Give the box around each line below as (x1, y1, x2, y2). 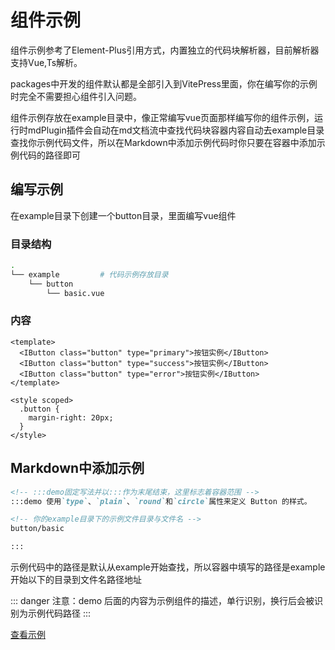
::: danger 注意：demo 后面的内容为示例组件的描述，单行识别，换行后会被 (10, 595, 315, 607)
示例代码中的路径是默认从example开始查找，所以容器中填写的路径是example (10, 561, 326, 573)
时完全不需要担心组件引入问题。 (10, 90, 142, 102)
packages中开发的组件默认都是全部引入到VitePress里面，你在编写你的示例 (10, 77, 318, 90)
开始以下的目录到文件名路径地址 (10, 574, 142, 586)
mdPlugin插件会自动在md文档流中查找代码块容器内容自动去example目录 (27, 124, 325, 136)
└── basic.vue (46, 288, 105, 298)
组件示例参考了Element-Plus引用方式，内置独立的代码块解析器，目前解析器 (10, 44, 320, 56)
